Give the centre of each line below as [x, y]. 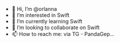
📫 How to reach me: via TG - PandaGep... [63, 34]
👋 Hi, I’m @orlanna [34, 9]
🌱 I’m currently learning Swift [47, 21]
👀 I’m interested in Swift [40, 15]
